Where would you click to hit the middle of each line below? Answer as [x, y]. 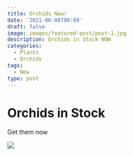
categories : [24, 46]
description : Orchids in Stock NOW [59, 40]
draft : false [26, 26]
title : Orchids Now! [37, 14]
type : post [23, 78]
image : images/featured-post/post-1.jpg [67, 33]
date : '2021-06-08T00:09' [45, 20]
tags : [15, 65]
